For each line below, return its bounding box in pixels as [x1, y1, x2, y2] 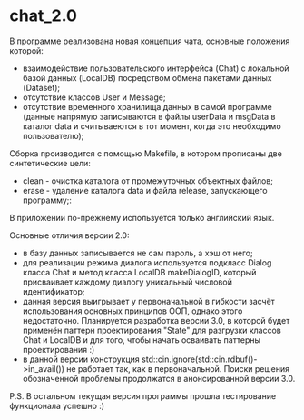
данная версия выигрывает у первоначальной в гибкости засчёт [22, 295, 275, 306]
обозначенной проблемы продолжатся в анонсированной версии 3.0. [22, 373, 296, 384]
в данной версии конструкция [22, 354, 141, 365]
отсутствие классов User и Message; [22, 92, 166, 103]
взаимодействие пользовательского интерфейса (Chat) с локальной [22, 63, 289, 74]
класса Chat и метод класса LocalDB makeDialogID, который [22, 266, 257, 277]
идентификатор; [22, 285, 85, 296]
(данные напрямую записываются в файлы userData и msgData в [22, 111, 276, 122]
